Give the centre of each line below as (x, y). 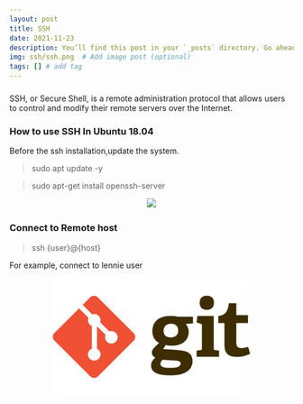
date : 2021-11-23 (42, 38)
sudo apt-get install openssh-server (98, 186)
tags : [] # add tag (46, 67)
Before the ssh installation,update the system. (94, 151)
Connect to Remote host (64, 228)
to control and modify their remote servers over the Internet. (121, 107)
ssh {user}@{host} (66, 247)
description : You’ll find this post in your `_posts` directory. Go (141, 48)
